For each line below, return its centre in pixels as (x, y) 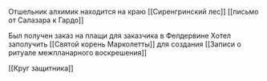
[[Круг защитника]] (41, 68)
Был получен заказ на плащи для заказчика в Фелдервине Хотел (119, 36)
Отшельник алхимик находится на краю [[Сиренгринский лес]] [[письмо (133, 12)
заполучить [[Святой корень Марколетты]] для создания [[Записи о (125, 44)
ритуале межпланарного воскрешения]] (77, 53)
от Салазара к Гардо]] (46, 20)
